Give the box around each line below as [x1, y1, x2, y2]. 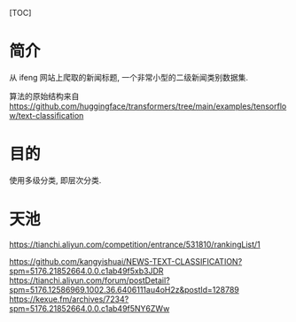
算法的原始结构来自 [9, 90, 80, 101]
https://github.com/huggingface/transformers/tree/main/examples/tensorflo [9, 101, 287, 111]
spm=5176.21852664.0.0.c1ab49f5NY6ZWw [9, 303, 170, 313]
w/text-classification [9, 110, 84, 120]
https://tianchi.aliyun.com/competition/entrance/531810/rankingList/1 [9, 239, 261, 249]
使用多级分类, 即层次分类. [9, 174, 102, 185]
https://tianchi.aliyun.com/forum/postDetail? [9, 274, 170, 286]
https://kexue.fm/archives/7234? [9, 294, 129, 304]
